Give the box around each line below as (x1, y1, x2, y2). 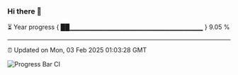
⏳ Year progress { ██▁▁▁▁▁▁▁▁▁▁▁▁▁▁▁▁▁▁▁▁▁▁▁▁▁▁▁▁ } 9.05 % (7, 23, 230, 31)
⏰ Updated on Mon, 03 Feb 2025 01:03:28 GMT (7, 46, 147, 54)
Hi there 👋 (7, 6, 42, 16)
